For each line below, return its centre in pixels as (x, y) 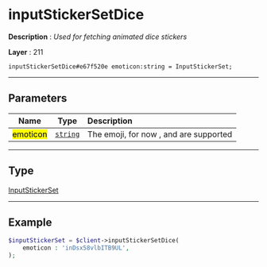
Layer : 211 (26, 52)
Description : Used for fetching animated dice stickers (98, 37)
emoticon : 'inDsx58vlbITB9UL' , (76, 248)
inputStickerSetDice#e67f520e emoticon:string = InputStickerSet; (120, 66)
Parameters (38, 98)
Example (30, 222)
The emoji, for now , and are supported (160, 134)
